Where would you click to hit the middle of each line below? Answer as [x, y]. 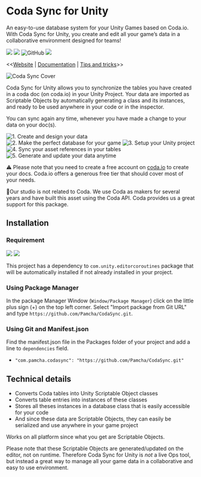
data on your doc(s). [31, 125]
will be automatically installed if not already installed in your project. [90, 272]
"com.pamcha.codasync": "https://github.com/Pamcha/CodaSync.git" [99, 361]
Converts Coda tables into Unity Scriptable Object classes [86, 394]
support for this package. [37, 204]
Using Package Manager [42, 287]
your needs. [21, 180]
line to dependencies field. [37, 349]
